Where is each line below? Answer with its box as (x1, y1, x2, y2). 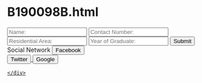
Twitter (10, 55, 28, 63)
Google (36, 55, 55, 63)
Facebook (55, 46, 81, 54)
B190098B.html (7, 4, 99, 20)
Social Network (7, 46, 51, 54)
